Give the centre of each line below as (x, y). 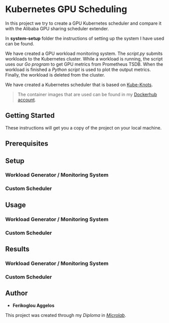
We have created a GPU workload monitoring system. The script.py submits (84, 53)
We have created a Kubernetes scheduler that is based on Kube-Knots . (79, 85)
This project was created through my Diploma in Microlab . (66, 315)
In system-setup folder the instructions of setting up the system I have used (85, 38)
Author (16, 293)
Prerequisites (27, 144)
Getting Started (30, 116)
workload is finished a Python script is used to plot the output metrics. (78, 70)
